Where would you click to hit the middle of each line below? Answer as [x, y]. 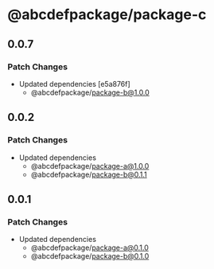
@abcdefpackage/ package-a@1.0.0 [90, 166]
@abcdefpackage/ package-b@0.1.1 [89, 174]
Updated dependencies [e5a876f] [74, 84]
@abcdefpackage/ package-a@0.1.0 [89, 248]
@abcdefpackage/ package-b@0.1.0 [90, 256]
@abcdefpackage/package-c [107, 15]
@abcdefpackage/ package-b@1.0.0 [90, 92]
